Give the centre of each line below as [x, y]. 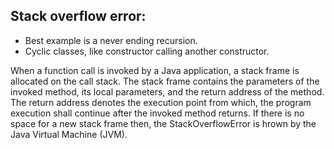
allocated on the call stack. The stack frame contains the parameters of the [165, 81]
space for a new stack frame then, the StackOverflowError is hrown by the [163, 123]
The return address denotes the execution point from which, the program [161, 102]
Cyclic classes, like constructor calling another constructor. [147, 51]
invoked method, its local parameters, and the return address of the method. [167, 91]
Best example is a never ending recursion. [111, 40]
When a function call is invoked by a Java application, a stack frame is [155, 70]
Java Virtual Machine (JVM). [69, 134]
